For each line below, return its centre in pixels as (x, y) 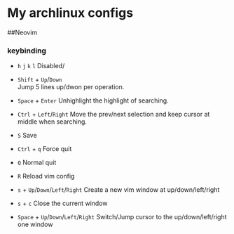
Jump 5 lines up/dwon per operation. (71, 87)
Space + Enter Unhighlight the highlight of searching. (93, 100)
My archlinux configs (70, 13)
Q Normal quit (37, 162)
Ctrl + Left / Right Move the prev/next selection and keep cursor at (113, 115)
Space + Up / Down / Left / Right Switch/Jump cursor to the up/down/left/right (122, 217)
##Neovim (22, 32)
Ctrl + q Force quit (44, 149)
